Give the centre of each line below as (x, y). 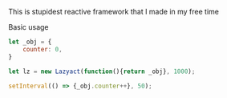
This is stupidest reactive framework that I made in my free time (113, 12)
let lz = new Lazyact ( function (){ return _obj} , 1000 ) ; (102, 71)
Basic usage (29, 27)
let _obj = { (30, 42)
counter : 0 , (43, 49)
